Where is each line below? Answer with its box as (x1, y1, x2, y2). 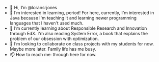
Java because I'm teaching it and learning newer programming (9, 15, 137, 21)
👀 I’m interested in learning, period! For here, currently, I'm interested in (9, 10, 155, 16)
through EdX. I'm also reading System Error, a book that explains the (9, 31, 148, 36)
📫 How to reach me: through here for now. (9, 52, 97, 57)
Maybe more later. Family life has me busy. (9, 46, 97, 52)
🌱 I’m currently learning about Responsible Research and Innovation (9, 25, 147, 31)
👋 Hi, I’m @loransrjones (9, 5, 57, 10)
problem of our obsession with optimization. (9, 36, 99, 41)
